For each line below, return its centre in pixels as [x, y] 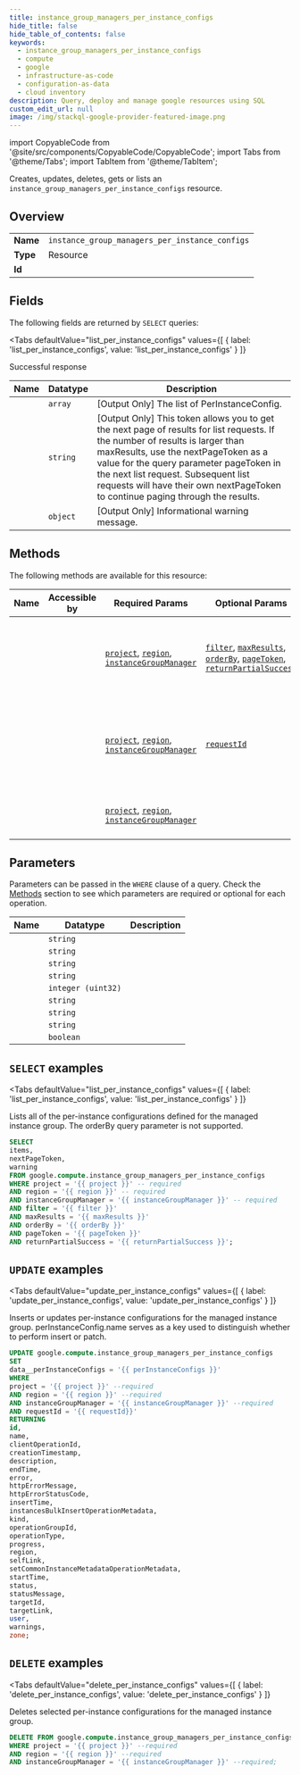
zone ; [19, 1636]
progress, [28, 1544]
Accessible [72, 597]
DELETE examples [57, 1663]
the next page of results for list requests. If [186, 429]
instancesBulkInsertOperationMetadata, [83, 1511]
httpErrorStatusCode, [50, 1495]
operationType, [37, 1536]
